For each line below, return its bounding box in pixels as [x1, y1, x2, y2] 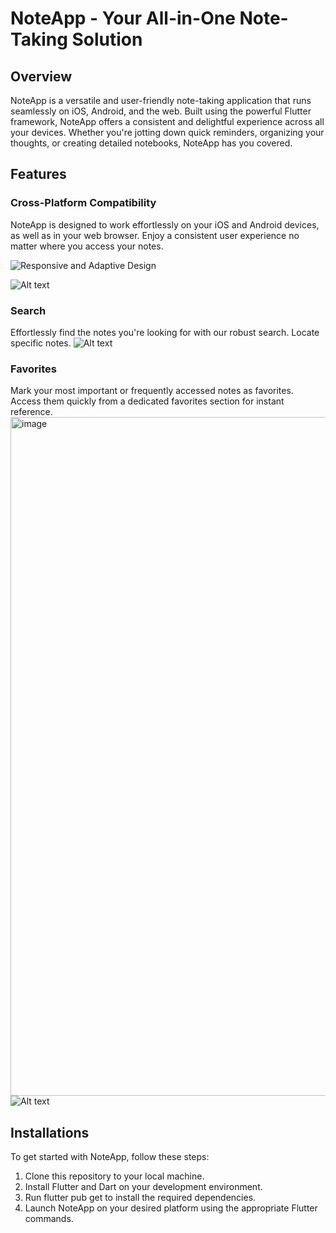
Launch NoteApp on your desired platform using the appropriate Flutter [24, 1202, 318, 1214]
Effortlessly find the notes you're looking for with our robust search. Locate [10, 326, 320, 338]
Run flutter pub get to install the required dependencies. [24, 1192, 257, 1204]
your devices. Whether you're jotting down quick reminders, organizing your [10, 127, 325, 138]
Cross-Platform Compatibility [10, 196, 157, 210]
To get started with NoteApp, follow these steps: [10, 1151, 210, 1163]
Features [10, 166, 67, 183]
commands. [24, 1213, 74, 1225]
